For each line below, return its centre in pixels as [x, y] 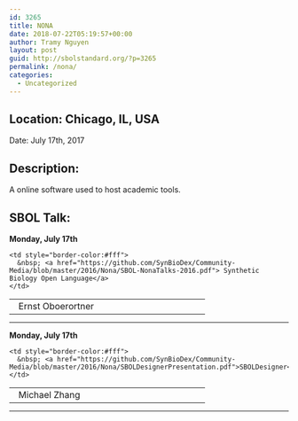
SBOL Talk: [40, 218]
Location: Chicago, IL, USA [84, 119]
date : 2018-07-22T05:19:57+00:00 [71, 34]
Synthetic [241, 271]
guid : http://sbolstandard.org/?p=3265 [83, 58]
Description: [44, 168]
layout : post [33, 51]
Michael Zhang [49, 395]
